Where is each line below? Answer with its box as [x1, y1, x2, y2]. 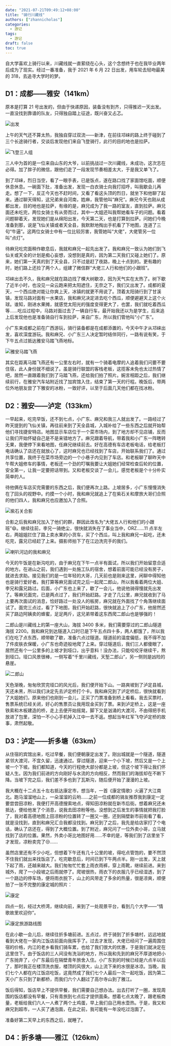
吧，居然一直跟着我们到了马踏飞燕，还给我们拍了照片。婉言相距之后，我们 [5, 372, 161, 378]
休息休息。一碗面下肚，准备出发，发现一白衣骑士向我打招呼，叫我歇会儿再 [5, 184, 161, 190]
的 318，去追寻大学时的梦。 [5, 73, 63, 79]
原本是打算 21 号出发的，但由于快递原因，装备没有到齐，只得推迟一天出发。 [5, 104, 164, 110]
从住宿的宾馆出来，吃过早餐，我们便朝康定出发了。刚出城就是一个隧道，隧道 [5, 751, 166, 757]
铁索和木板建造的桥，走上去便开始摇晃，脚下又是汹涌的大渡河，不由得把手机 [5, 708, 166, 714]
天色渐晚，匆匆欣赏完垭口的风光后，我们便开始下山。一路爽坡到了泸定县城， [5, 682, 166, 688]
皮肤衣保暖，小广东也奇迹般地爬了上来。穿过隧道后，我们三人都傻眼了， [14, 641, 166, 647]
